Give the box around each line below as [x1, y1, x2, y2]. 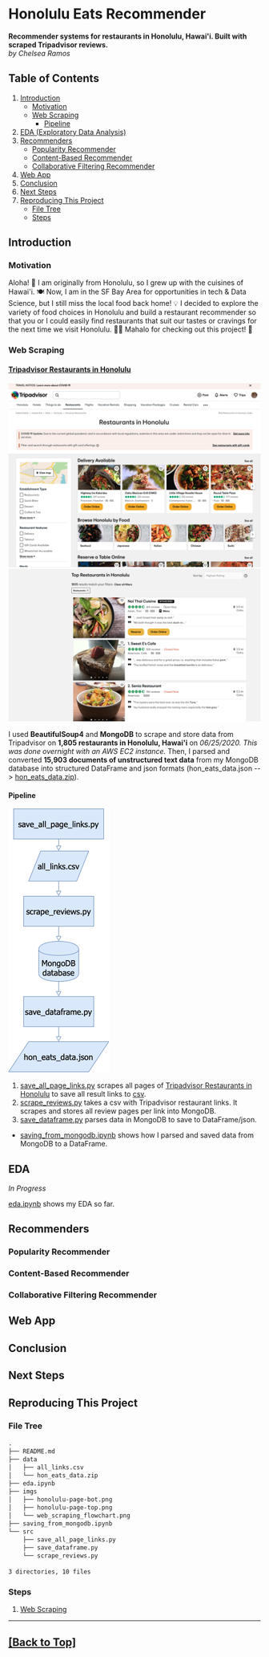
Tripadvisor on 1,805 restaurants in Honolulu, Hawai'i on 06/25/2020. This [8, 738, 258, 747]
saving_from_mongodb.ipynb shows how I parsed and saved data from [19, 1130, 255, 1140]
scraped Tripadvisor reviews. [8, 39, 109, 49]
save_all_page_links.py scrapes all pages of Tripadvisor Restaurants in [19, 1081, 252, 1090]
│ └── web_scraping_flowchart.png [8, 1511, 130, 1520]
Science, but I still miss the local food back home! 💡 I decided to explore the [8, 299, 259, 308]
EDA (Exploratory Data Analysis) [19, 127, 126, 136]
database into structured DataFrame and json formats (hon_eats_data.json [8, 763, 253, 773]
